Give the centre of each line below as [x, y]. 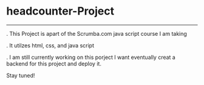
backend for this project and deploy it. [54, 63]
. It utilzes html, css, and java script [50, 45]
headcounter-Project [60, 11]
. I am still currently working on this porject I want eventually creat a [91, 57]
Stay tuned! [21, 75]
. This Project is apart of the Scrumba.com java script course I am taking [97, 33]
